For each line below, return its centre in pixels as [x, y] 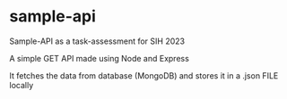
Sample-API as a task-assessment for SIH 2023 [97, 41]
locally [22, 85]
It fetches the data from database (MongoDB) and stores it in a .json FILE [144, 75]
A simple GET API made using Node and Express [100, 58]
